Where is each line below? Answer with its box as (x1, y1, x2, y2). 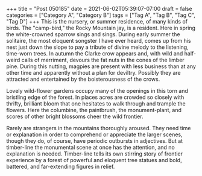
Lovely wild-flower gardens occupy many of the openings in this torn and (6, 87, 189, 94)
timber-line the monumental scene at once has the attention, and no (6, 144, 175, 151)
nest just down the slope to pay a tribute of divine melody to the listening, (6, 43, 189, 51)
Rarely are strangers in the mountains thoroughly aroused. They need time (6, 125, 191, 131)
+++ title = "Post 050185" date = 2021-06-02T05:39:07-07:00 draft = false (6, 5, 192, 12)
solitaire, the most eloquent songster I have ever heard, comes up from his (6, 37, 191, 44)
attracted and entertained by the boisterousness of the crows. (6, 75, 160, 83)
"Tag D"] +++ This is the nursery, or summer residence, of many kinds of (6, 18, 188, 25)
